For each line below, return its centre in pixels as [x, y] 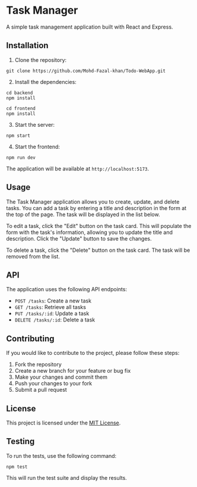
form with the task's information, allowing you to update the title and [90, 232]
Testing [20, 441]
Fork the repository [38, 364]
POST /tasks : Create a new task [53, 301]
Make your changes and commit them [61, 377]
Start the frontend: [37, 146]
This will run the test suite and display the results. [67, 477]
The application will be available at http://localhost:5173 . [78, 168]
